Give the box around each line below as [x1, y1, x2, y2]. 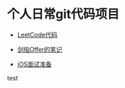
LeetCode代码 [17, 30, 57, 39]
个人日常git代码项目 [7, 6, 119, 22]
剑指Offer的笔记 [17, 45, 63, 53]
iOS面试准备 [17, 60, 52, 68]
